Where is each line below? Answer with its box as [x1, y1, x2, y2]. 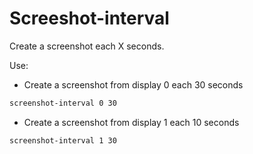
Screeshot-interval [9, 7, 170, 30]
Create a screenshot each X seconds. [9, 40, 165, 52]
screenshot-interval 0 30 [9, 98, 117, 108]
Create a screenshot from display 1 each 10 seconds [23, 116, 240, 128]
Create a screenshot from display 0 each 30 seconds [23, 78, 244, 91]
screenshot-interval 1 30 [9, 135, 117, 146]
